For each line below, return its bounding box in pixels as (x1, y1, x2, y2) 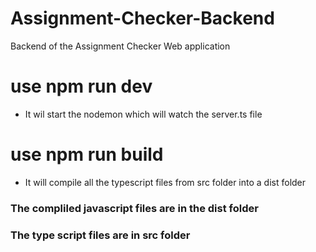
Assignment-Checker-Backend (10, 7, 275, 30)
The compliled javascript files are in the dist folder (10, 201, 259, 215)
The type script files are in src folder (10, 228, 191, 242)
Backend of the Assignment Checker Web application (10, 40, 231, 52)
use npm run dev (10, 75, 153, 98)
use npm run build (10, 143, 164, 166)
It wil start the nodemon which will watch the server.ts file (24, 108, 263, 120)
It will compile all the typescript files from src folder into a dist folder (24, 176, 307, 188)
